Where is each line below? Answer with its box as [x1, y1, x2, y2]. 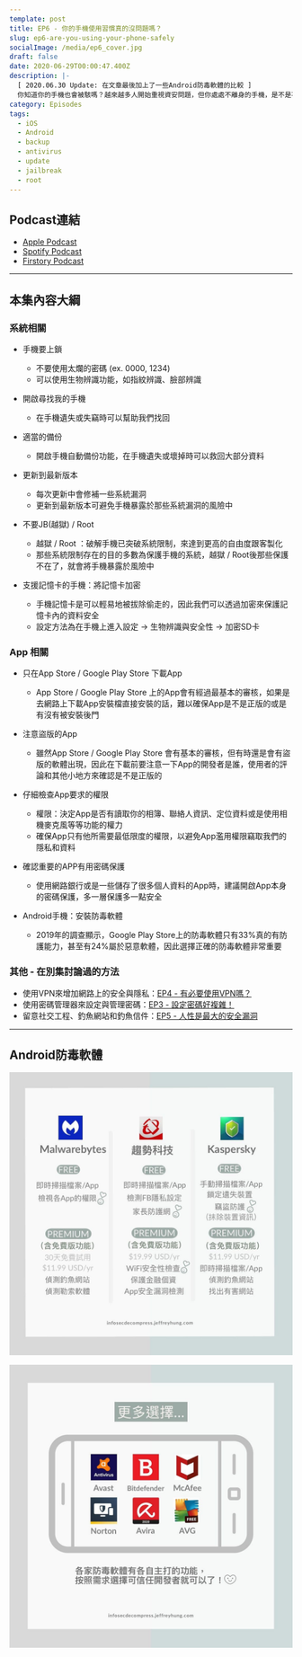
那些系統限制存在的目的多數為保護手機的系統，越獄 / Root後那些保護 [35, 549, 289, 560]
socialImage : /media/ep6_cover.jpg [9, 43, 143, 52]
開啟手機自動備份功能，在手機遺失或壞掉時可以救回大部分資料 [35, 450, 265, 461]
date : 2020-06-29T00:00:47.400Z [9, 62, 130, 71]
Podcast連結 [9, 212, 81, 227]
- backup [17, 137, 50, 147]
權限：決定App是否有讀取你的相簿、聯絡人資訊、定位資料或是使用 [35, 809, 280, 820]
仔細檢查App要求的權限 [22, 789, 110, 800]
